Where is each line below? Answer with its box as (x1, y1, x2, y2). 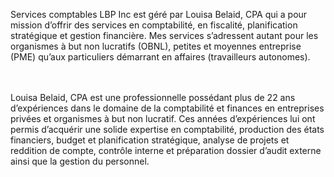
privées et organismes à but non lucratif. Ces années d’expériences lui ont (10, 113, 316, 124)
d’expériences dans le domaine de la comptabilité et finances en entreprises (10, 102, 325, 114)
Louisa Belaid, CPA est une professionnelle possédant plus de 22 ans (10, 92, 296, 103)
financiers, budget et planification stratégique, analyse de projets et (10, 134, 290, 146)
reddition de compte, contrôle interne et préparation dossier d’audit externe (10, 145, 322, 156)
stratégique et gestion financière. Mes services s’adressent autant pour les (10, 30, 319, 41)
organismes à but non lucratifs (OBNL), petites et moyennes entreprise (10, 40, 302, 52)
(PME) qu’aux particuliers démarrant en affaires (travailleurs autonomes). (10, 51, 311, 63)
